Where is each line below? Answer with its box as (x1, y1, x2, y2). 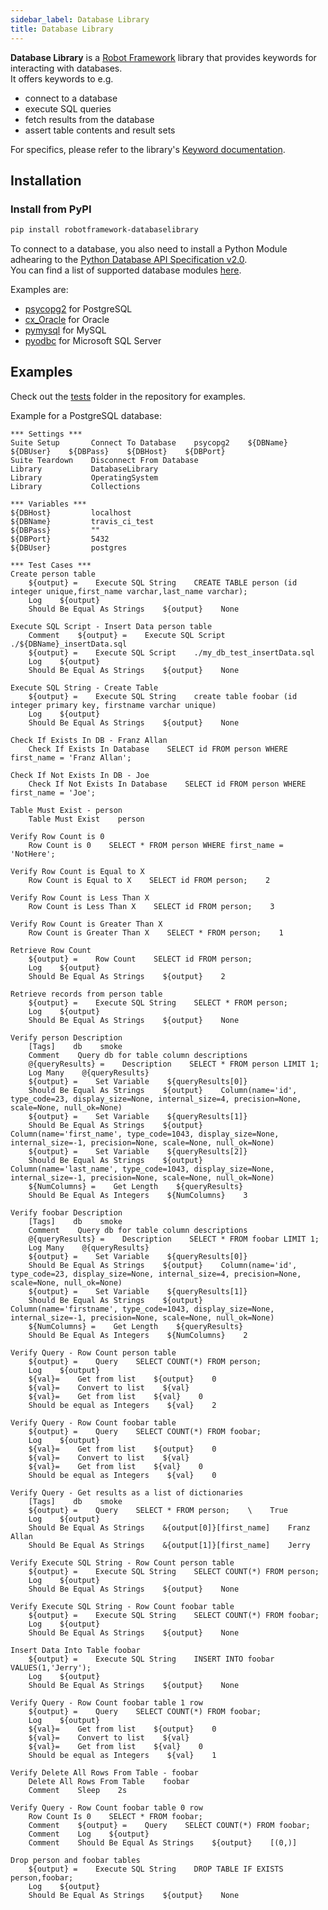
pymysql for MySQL (24, 324, 107, 336)
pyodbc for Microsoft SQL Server (24, 335, 162, 347)
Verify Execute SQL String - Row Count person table (10, 1557, 235, 1568)
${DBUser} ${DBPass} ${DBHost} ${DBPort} (10, 446, 226, 456)
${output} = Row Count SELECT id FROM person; (28, 954, 253, 964)
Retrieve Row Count (10, 945, 92, 955)
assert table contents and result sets (24, 124, 176, 136)
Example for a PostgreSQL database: (10, 409, 162, 421)
